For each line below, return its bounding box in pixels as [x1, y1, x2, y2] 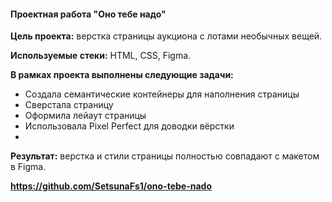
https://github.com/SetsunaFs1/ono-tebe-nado [10, 180, 212, 192]
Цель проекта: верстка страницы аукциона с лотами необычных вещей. [10, 30, 323, 42]
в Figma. [10, 161, 47, 173]
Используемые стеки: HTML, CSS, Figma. [10, 50, 192, 62]
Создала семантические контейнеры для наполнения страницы [24, 88, 300, 100]
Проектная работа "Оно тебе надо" [10, 8, 167, 20]
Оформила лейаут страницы [24, 110, 147, 122]
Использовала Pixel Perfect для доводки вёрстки [24, 120, 235, 132]
